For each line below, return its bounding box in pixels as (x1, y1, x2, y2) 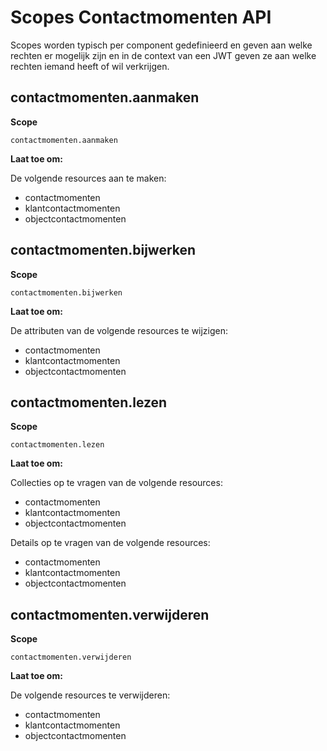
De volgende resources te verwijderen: (10, 689, 171, 701)
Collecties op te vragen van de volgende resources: (10, 477, 223, 489)
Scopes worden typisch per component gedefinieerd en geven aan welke (10, 39, 313, 51)
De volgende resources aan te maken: (10, 172, 167, 184)
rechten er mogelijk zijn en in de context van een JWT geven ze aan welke (10, 49, 317, 61)
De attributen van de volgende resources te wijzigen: (10, 324, 229, 336)
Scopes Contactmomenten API (10, 6, 272, 29)
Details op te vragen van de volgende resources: (10, 537, 211, 549)
